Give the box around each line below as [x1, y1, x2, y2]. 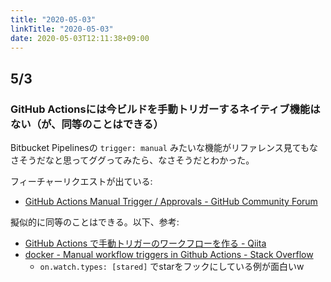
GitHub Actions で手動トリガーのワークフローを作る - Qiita [24, 237, 267, 250]
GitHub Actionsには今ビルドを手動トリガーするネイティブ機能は [10, 102, 321, 116]
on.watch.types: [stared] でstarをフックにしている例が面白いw [39, 261, 305, 273]
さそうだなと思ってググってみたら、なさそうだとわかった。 [10, 154, 255, 166]
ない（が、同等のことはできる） [10, 117, 164, 131]
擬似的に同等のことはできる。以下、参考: [10, 216, 180, 228]
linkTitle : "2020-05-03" [10, 24, 114, 34]
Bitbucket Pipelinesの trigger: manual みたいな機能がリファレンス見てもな [10, 142, 318, 154]
